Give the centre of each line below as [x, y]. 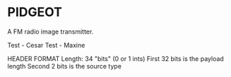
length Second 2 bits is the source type [65, 66]
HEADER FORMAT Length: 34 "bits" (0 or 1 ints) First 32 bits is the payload [115, 58]
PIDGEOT [35, 12]
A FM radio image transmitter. [51, 31]
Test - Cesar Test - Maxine [46, 45]
